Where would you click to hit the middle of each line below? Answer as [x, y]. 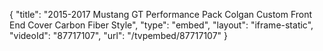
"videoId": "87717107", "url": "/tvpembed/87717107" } [118, 35]
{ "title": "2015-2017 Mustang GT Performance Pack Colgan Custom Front [161, 14]
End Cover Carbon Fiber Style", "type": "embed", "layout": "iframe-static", [161, 25]
